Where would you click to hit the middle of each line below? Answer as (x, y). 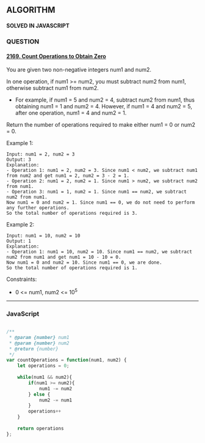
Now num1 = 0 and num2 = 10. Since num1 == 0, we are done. (85, 262)
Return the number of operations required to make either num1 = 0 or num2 (101, 125)
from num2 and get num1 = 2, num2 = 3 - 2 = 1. (68, 176)
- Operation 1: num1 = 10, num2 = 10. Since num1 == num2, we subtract (99, 252)
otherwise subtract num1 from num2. (52, 88)
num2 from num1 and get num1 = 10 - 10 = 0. (64, 257)
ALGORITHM (31, 10)
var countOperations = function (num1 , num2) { (67, 360)
